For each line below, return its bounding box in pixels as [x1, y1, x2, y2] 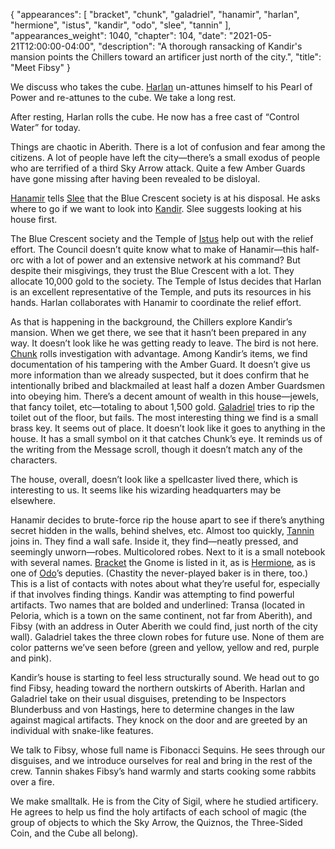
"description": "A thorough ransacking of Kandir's [98, 40, 303, 52]
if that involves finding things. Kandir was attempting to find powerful [10, 589, 295, 600]
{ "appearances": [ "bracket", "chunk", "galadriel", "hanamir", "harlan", [10, 9, 300, 20]
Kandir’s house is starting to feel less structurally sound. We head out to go [10, 672, 320, 683]
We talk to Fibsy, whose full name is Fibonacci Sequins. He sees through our [10, 744, 326, 756]
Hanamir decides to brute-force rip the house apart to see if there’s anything [10, 514, 325, 526]
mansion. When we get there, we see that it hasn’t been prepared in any [10, 327, 307, 338]
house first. [10, 214, 58, 225]
